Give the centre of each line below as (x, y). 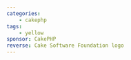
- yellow (31, 33)
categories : (23, 13)
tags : (14, 26)
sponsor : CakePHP (31, 39)
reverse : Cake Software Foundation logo (65, 46)
